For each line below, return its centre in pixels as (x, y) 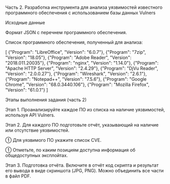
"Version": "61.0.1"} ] (27, 90)
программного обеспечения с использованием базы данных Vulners (80, 13)
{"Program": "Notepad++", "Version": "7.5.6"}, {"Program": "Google (76, 79)
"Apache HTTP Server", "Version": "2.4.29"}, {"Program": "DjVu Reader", (82, 68)
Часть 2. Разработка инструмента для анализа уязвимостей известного (84, 7)
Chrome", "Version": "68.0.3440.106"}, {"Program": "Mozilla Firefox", (77, 84)
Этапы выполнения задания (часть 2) (46, 100)
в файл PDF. (18, 176)
